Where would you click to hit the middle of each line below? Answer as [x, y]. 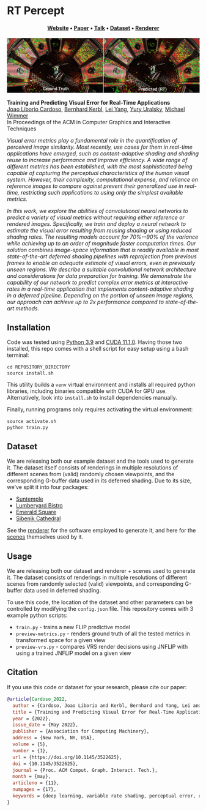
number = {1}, [30, 750]
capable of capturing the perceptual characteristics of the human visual [98, 173]
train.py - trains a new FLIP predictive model [73, 627]
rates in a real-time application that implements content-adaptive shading [101, 289]
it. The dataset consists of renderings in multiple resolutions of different [97, 577]
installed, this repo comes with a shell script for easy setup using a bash [98, 349]
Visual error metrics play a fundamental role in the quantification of [92, 140]
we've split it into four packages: [48, 487]
